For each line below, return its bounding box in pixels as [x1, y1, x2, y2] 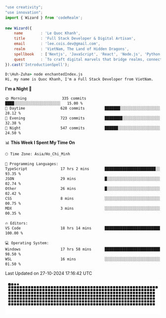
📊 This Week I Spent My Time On [5, 139, 75, 145]
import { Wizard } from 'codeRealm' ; [5, 15, 83, 20]
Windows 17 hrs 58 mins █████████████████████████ [5, 247, 161, 252]
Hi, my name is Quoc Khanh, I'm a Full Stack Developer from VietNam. [5, 77, 154, 82]
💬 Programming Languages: [5, 162, 58, 167]
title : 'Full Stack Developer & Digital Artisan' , [14, 36, 136, 41]
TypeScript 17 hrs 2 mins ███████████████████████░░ [5, 167, 161, 172]
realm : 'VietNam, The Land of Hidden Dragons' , [14, 46, 129, 51]
